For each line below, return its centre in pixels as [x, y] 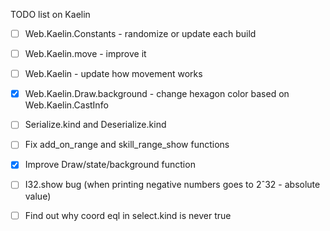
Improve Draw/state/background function [110, 165]
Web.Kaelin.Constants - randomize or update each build [140, 33]
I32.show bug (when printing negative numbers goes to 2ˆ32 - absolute [172, 185]
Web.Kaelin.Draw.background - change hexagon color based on [157, 94]
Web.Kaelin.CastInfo [66, 105]
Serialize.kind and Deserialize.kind [95, 125]
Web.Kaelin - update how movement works [113, 74]
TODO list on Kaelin [50, 14]
